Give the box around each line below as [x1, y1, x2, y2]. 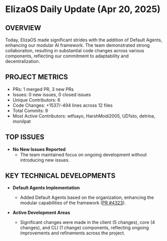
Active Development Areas [12, 210, 71, 216]
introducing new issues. [20, 157, 70, 163]
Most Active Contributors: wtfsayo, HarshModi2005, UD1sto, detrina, [12, 113, 155, 119]
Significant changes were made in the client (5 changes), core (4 [20, 219, 155, 225]
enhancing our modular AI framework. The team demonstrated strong [5, 42, 150, 48]
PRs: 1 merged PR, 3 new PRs [12, 86, 74, 92]
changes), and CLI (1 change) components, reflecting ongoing [20, 225, 149, 231]
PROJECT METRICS [5, 73, 68, 82]
